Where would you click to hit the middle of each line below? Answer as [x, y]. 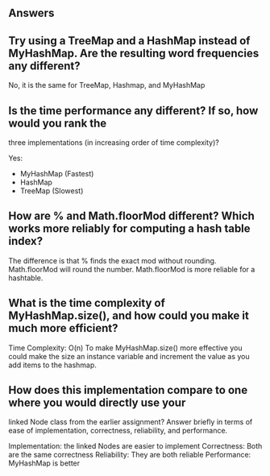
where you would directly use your [97, 403]
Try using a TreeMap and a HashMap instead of [129, 41]
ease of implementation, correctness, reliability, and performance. [118, 431]
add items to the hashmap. [52, 365]
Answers [31, 13]
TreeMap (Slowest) [52, 191]
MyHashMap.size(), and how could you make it [129, 316]
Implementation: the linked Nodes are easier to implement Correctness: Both [135, 446]
